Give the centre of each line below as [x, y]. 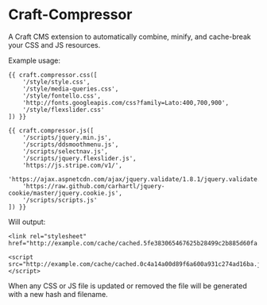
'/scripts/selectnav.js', [66, 151]
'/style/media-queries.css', [71, 89]
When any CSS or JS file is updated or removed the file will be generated [128, 286]
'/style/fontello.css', [62, 96]
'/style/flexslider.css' [64, 110]
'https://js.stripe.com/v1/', [73, 165]
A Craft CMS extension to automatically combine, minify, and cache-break [130, 37]
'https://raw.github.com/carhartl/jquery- [94, 186]
